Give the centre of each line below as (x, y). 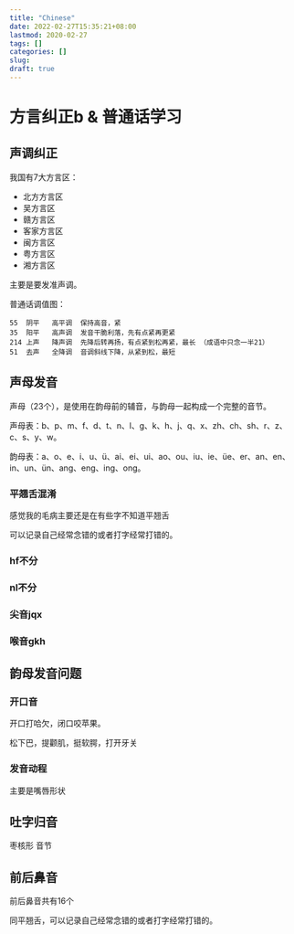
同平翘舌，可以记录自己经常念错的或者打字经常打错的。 (113, 920)
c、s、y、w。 (36, 437)
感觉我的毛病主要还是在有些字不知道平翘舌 (89, 515)
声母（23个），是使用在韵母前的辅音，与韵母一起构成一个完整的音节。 (141, 406)
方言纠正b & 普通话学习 (96, 117)
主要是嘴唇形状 (37, 791)
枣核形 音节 (31, 845)
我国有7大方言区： (44, 177)
